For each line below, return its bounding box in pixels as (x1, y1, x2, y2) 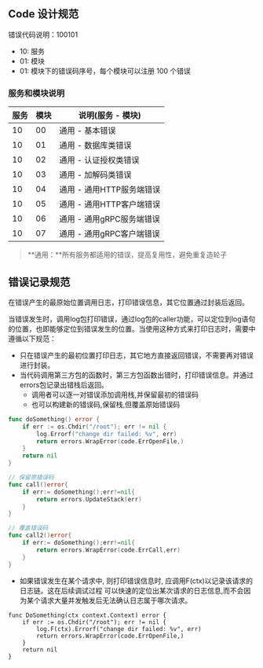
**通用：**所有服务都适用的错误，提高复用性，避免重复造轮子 (27, 250, 228, 259)
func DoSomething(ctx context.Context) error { (8, 611, 167, 619)
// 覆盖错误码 (8, 524, 49, 532)
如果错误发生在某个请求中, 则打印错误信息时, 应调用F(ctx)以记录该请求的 (19, 576, 254, 585)
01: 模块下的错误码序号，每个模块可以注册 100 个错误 (19, 66, 191, 75)
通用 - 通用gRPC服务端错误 (59, 214, 161, 225)
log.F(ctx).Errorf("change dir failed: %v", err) (36, 625, 202, 633)
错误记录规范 (8, 275, 71, 288)
